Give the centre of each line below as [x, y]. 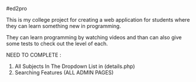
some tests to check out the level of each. [57, 44]
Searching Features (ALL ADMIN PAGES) [64, 72]
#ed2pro [17, 8]
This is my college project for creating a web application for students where [98, 20]
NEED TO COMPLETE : [34, 55]
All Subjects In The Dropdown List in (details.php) [75, 66]
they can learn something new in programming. [63, 26]
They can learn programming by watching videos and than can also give [94, 37]
